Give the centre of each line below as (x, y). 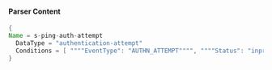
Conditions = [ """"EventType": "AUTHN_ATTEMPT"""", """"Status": (130, 51)
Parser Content (34, 11)
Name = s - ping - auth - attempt (56, 36)
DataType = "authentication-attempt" (79, 43)
